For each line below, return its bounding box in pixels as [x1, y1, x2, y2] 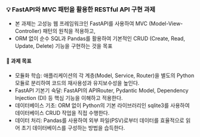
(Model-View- [149, 20, 183, 28]
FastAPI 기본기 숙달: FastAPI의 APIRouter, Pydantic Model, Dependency [14, 87, 189, 94]
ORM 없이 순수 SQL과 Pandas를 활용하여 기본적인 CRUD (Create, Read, [14, 35, 185, 42]
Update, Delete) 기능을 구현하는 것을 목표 [14, 42, 113, 50]
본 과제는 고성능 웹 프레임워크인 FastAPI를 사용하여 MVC [14, 20, 148, 28]
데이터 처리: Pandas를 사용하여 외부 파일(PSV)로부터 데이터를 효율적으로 [14, 117, 184, 124]
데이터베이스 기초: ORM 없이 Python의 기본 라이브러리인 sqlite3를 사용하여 [14, 102, 190, 109]
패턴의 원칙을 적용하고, [42, 28, 96, 35]
